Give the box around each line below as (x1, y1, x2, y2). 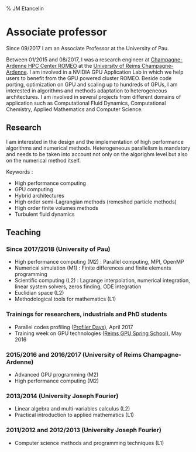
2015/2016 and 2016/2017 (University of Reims (6, 350, 142, 358)
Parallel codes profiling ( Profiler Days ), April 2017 (14, 323, 133, 330)
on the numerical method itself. (6, 157, 81, 164)
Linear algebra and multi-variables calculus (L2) (14, 405, 130, 412)
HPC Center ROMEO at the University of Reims (28, 62, 140, 69)
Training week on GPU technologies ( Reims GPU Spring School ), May (14, 330, 182, 337)
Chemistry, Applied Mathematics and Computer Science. (6, 105, 143, 113)
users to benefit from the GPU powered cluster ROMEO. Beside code (6, 74, 172, 81)
